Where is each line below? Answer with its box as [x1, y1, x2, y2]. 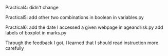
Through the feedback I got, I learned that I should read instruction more [5, 40, 159, 46]
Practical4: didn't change [5, 5, 59, 10]
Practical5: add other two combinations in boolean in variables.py [5, 14, 144, 20]
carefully [5, 45, 24, 51]
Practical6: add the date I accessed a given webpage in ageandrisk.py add [5, 24, 163, 30]
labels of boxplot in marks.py [5, 30, 67, 35]
